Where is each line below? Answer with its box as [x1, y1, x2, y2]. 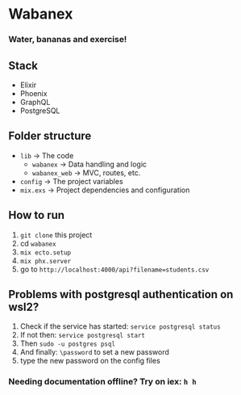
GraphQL [19, 97, 51, 107]
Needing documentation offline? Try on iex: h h [8, 376, 197, 388]
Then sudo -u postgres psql [19, 338, 115, 348]
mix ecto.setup [19, 248, 72, 257]
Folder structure [8, 129, 92, 143]
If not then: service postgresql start [19, 330, 145, 340]
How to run [8, 208, 65, 222]
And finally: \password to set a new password [19, 347, 169, 357]
